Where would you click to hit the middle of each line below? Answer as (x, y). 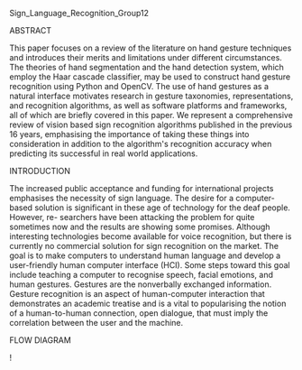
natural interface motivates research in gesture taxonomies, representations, (151, 96)
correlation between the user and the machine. (96, 323)
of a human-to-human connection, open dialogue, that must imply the (139, 313)
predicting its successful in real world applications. (104, 153)
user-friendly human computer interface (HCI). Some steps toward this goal (150, 265)
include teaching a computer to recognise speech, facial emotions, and (141, 275)
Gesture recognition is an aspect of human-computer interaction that (137, 294)
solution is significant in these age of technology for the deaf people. (163, 208)
